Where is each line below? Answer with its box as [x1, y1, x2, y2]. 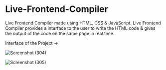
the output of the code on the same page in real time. [5, 30, 115, 36]
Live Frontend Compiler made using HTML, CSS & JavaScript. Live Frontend [5, 20, 161, 26]
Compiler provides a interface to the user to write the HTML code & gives [5, 25, 156, 31]
